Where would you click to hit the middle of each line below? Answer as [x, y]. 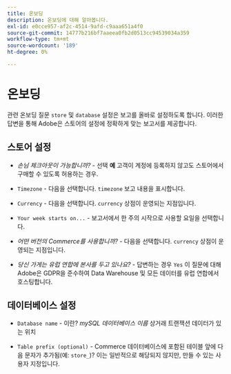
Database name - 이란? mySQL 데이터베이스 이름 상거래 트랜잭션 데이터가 [115, 323]
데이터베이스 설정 [42, 305]
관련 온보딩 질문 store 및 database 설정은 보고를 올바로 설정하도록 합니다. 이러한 [115, 115]
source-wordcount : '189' [43, 46]
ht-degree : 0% [28, 52]
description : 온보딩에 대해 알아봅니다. [58, 20]
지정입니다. [45, 364]
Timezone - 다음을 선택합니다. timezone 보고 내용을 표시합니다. [101, 188]
